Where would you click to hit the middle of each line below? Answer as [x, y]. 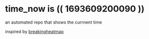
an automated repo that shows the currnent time [54, 22]
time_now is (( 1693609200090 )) [75, 9]
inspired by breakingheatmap [35, 31]
